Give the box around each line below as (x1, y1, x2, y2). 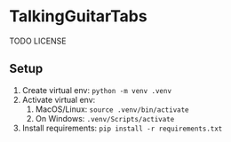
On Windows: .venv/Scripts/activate (35, 113, 175, 123)
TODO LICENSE (9, 35, 67, 46)
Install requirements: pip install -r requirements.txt (21, 122, 223, 133)
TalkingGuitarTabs (9, 6, 148, 27)
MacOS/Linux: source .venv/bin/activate (35, 104, 189, 114)
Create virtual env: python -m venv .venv (21, 84, 171, 95)
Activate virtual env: (21, 94, 96, 105)
